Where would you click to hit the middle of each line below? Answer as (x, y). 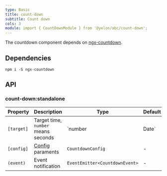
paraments (46, 152)
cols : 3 (13, 24)
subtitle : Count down (28, 19)
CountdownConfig (86, 149)
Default (152, 111)
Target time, (48, 120)
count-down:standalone (35, 99)
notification (47, 166)
